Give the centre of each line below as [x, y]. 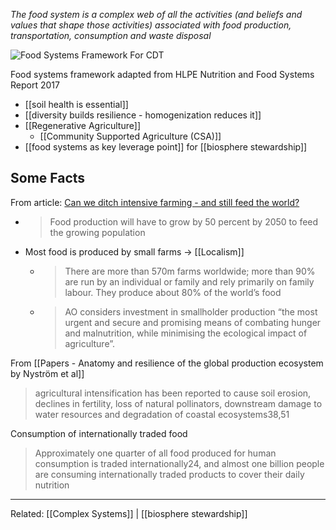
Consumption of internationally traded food [99, 433]
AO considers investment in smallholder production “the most [191, 311]
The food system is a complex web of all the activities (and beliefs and [156, 14]
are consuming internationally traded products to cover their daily [169, 474]
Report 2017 [35, 85]
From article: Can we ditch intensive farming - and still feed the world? [155, 202]
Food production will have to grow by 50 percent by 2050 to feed [184, 221]
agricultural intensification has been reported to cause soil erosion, [173, 393]
